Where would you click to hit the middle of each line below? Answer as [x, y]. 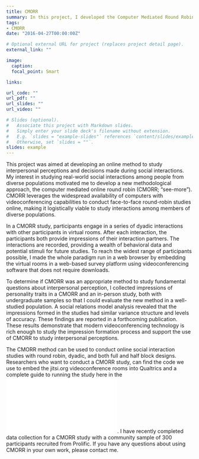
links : [14, 82]
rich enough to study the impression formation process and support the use [99, 332]
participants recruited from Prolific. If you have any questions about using [96, 444]
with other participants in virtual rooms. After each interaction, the [86, 232]
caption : [22, 66]
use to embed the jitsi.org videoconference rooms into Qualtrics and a [92, 369]
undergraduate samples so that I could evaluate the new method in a [90, 300]
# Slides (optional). [33, 120]
